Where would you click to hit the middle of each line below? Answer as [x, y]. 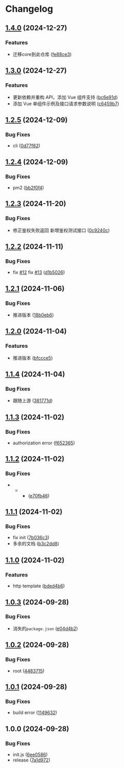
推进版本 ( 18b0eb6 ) [33, 315]
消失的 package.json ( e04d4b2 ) [45, 628]
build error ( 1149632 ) [35, 713]
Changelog [29, 9]
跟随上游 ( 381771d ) [33, 401]
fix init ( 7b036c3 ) [31, 538]
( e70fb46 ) [39, 496]
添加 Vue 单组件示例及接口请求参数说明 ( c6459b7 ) [66, 104]
